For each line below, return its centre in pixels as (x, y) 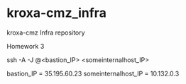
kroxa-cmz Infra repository (46, 32)
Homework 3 (26, 46)
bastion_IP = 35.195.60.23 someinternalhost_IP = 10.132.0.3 (93, 73)
